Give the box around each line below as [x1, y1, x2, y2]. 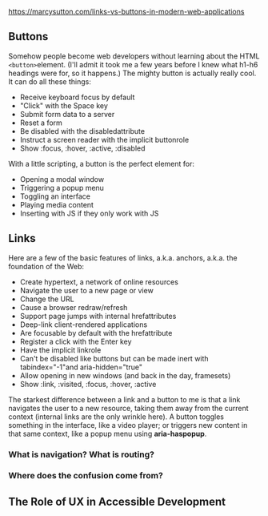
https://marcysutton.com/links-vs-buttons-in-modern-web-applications [8, 7, 245, 16]
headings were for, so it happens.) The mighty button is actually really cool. [8, 68, 257, 78]
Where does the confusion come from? [8, 470, 164, 482]
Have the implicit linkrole [19, 345, 102, 355]
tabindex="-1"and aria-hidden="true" [19, 362, 142, 372]
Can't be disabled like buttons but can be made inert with [19, 353, 210, 363]
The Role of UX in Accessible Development [8, 494, 226, 508]
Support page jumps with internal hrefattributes [19, 311, 177, 320]
